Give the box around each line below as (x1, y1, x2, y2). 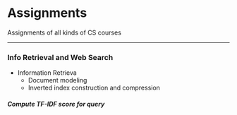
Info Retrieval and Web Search (7, 52, 114, 62)
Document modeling (28, 76, 87, 85)
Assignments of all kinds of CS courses (7, 28, 122, 37)
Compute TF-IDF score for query (7, 99, 105, 108)
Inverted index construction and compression (28, 83, 161, 92)
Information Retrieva (17, 68, 78, 77)
